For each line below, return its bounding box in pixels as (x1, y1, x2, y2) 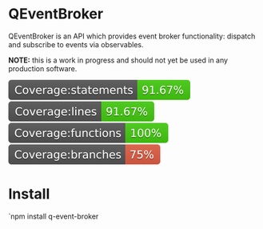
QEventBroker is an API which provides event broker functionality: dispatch (8, 31, 256, 41)
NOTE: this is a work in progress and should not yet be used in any (8, 55, 229, 65)
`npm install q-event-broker (8, 211, 99, 221)
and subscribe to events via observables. (8, 39, 144, 49)
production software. (8, 63, 78, 73)
